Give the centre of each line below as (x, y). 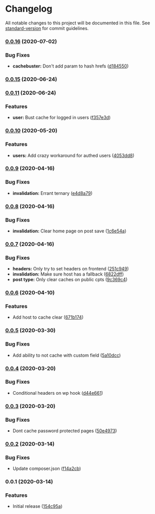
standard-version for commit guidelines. (47, 28)
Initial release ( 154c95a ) (37, 506)
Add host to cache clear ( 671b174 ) (48, 317)
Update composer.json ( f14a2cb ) (47, 469)
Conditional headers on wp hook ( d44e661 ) (58, 393)
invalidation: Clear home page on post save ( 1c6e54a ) (69, 231)
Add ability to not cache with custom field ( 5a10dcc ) (67, 355)
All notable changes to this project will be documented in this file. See (78, 23)
